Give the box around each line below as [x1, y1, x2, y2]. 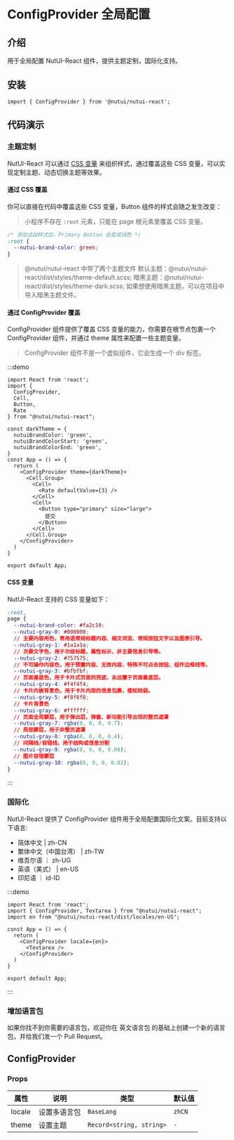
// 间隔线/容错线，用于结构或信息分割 [13, 739, 110, 747]
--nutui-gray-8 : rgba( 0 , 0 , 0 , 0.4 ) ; [13, 733, 124, 740]
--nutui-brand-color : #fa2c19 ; [13, 622, 105, 629]
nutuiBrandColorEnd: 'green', [13, 444, 102, 451]
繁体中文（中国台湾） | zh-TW [17, 847, 104, 855]
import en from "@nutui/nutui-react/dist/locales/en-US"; [7, 913, 180, 921]
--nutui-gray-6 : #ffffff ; [13, 707, 90, 714]
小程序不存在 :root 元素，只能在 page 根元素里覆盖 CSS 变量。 [24, 217, 207, 226]
